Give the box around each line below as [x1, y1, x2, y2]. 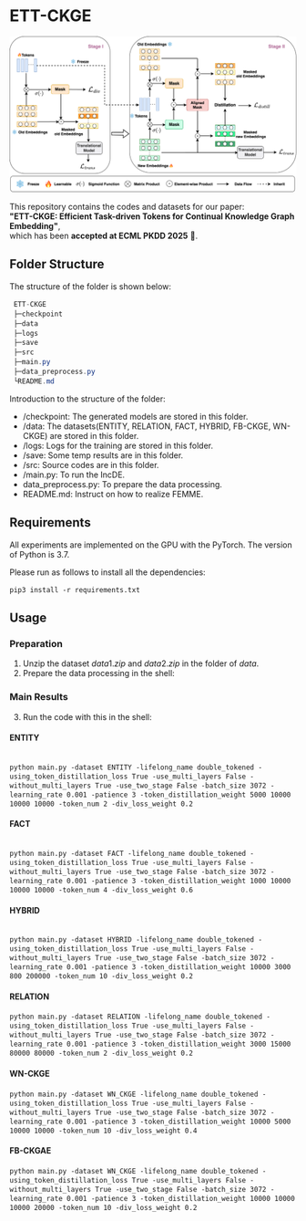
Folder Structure [9, 256, 105, 272]
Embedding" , [9, 221, 61, 232]
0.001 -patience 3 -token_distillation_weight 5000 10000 [66, 790, 291, 799]
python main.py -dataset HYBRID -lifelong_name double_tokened [9, 935, 255, 944]
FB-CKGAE [9, 1145, 52, 1156]
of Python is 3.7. [9, 548, 70, 559]
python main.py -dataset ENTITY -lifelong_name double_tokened [9, 763, 255, 772]
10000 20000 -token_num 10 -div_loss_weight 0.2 [9, 1203, 198, 1212]
